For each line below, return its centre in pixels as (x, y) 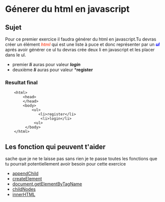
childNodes (24, 189)
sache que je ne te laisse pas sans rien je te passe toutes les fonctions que (81, 159)
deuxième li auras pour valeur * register (52, 70)
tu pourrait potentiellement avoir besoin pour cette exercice (65, 164)
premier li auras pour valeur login (46, 64)
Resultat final (21, 82)
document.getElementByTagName (47, 184)
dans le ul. (16, 55)
